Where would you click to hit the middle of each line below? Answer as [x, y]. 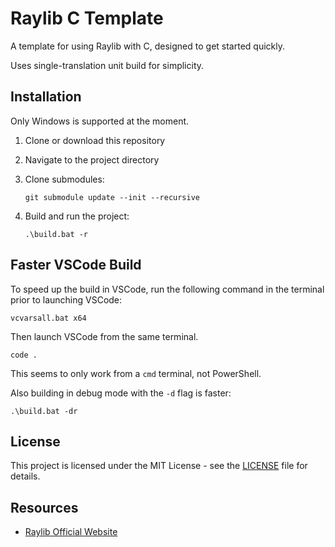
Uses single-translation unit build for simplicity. [107, 65]
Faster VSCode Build [76, 265]
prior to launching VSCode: [66, 299]
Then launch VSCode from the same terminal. [104, 336]
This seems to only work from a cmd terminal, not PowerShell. [136, 373]
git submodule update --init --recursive [112, 197]
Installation [46, 97]
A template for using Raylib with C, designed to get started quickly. [147, 46]
